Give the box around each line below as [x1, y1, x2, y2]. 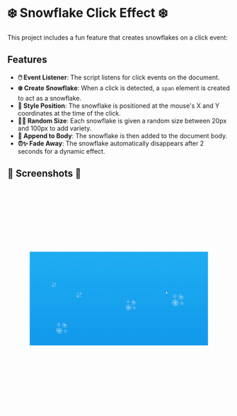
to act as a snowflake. [17, 94, 82, 102]
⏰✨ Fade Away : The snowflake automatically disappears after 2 [17, 139, 204, 147]
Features [7, 54, 47, 66]
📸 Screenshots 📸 [7, 167, 81, 180]
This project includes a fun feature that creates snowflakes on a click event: [7, 33, 229, 42]
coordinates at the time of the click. [17, 108, 122, 117]
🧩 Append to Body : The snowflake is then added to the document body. [17, 131, 228, 140]
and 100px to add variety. [17, 124, 92, 133]
